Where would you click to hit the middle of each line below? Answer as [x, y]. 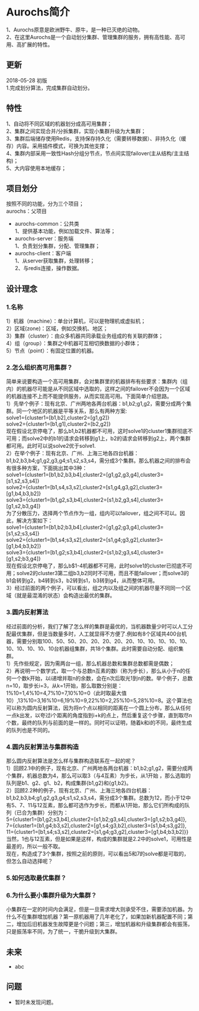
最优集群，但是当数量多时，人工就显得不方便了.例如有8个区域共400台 [96, 634]
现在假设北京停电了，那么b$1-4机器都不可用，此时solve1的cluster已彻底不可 [99, 566]
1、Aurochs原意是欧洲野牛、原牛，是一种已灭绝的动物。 [75, 30]
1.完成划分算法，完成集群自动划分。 [49, 88]
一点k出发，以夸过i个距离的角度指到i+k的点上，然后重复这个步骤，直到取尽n [99, 715]
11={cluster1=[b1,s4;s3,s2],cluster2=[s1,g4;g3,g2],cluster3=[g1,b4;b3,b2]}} [97, 832]
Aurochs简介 [38, 12]
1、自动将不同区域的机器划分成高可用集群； [59, 123]
